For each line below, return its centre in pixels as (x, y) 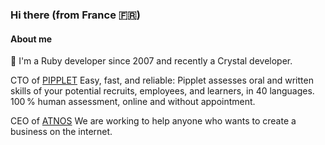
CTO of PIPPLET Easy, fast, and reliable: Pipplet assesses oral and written (162, 80)
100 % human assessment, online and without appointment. (133, 102)
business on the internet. (61, 132)
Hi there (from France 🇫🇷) (75, 15)
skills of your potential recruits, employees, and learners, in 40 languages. (162, 91)
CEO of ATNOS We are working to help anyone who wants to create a (153, 121)
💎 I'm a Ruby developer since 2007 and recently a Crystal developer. (151, 61)
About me (31, 39)
